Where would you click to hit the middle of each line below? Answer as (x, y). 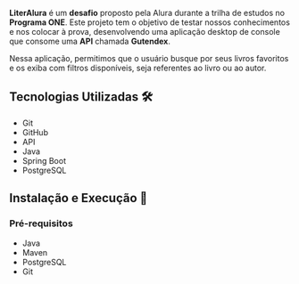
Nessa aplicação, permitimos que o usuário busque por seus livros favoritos (149, 58)
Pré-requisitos (41, 223)
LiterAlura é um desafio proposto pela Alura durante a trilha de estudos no (147, 13)
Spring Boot (44, 160)
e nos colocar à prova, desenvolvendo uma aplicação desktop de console (145, 32)
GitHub (35, 132)
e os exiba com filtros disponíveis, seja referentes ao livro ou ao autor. (138, 68)
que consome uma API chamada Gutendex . (90, 41)
